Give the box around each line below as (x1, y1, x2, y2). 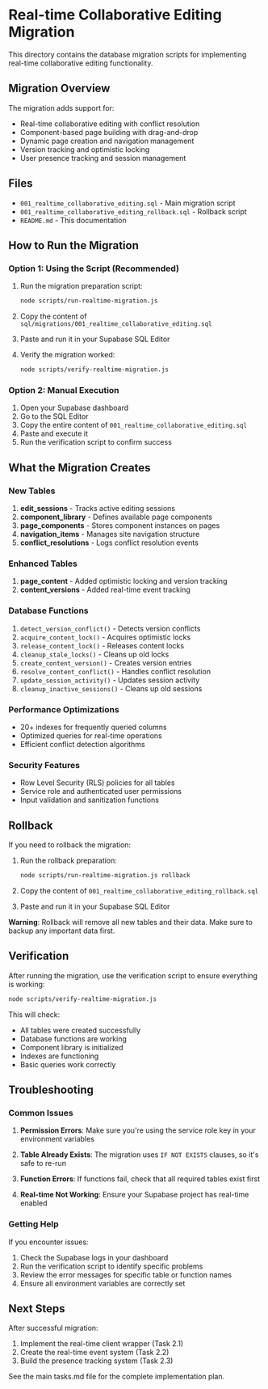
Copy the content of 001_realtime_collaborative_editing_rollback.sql (19, 885, 259, 895)
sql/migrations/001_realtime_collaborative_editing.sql (19, 320, 212, 328)
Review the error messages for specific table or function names (19, 1269, 232, 1279)
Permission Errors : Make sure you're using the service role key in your (19, 1125, 257, 1135)
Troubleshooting (8, 1083, 94, 1096)
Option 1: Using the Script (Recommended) (8, 263, 180, 274)
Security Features (8, 759, 81, 770)
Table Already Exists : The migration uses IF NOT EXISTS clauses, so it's (19, 1150, 259, 1159)
